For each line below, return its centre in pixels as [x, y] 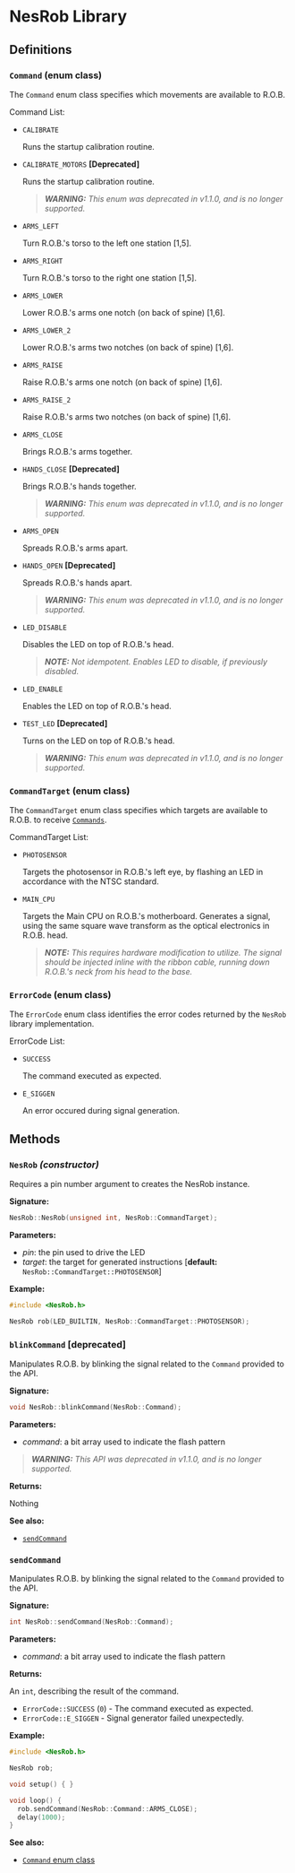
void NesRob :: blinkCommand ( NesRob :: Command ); [95, 1408]
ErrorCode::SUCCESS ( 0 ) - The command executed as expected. [138, 1709]
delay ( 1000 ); [42, 1817]
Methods [35, 1139]
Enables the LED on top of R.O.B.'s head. [97, 706]
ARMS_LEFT [41, 226]
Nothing [24, 1503]
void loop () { [36, 1800]
